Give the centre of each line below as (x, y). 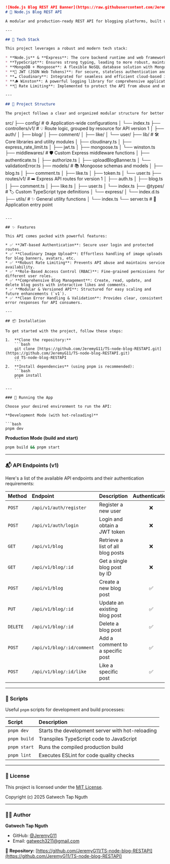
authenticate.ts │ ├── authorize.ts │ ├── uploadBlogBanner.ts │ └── (78, 160)
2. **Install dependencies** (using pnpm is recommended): (70, 367)
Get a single (113, 561)
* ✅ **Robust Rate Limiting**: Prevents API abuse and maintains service (85, 263)
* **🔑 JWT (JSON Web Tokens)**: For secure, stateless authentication (81, 72)
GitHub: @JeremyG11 (35, 836)
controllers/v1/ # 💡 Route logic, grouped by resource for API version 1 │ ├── (85, 128)
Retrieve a (111, 540)
